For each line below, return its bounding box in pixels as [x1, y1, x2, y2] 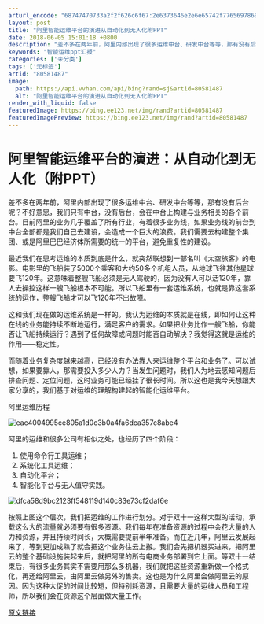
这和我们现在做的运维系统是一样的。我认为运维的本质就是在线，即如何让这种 [8, 309, 256, 319]
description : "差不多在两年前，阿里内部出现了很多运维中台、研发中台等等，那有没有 [8, 41, 251, 49]
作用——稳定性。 [8, 339, 64, 349]
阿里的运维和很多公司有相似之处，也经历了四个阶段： [8, 434, 181, 443]
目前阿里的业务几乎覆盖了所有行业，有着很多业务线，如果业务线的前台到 [21, 217, 256, 227]
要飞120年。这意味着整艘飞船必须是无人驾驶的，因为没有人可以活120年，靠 [8, 273, 251, 282]
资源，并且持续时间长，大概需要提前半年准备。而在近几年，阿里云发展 [21, 532, 249, 541]
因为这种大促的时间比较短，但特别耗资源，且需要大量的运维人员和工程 [21, 581, 249, 590]
